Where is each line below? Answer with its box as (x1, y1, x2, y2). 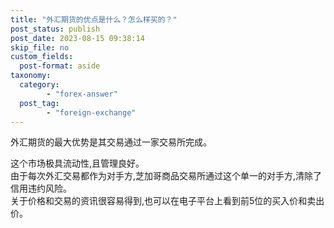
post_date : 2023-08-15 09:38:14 (10, 33, 145, 43)
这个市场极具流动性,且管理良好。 (10, 157, 145, 170)
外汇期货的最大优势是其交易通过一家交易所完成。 (10, 136, 212, 148)
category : (19, 80, 60, 90)
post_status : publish (10, 24, 101, 34)
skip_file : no (10, 42, 70, 53)
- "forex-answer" (46, 89, 118, 99)
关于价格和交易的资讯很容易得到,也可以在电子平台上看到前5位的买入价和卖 (10, 195, 317, 207)
